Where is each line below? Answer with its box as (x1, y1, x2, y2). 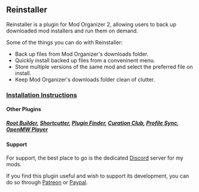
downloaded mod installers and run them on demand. (6, 27, 138, 34)
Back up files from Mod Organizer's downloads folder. (14, 50, 149, 58)
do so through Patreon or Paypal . (6, 178, 88, 185)
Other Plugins (6, 106, 41, 113)
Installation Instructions (6, 91, 77, 99)
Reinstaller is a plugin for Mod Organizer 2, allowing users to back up (6, 20, 177, 28)
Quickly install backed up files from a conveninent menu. (14, 56, 155, 64)
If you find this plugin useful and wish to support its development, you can (6, 172, 189, 179)
